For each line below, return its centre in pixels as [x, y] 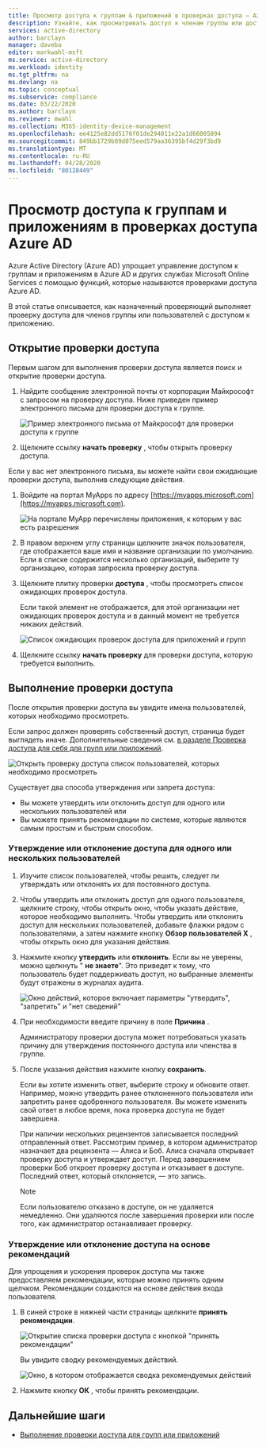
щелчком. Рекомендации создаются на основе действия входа [116, 1288]
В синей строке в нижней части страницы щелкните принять [123, 1312]
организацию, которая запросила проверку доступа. [109, 568]
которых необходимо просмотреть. [69, 716]
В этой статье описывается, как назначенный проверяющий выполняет [130, 306]
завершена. [40, 1118]
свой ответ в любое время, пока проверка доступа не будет [122, 1109]
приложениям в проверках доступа [133, 227]
